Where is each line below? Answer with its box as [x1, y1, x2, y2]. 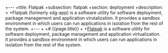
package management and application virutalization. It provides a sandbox [5, 15, 160, 21]
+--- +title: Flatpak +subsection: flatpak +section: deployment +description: [5, 5, 163, 10]
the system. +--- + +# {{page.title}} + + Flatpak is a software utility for [5, 26, 150, 32]
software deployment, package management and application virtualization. [5, 31, 161, 37]
